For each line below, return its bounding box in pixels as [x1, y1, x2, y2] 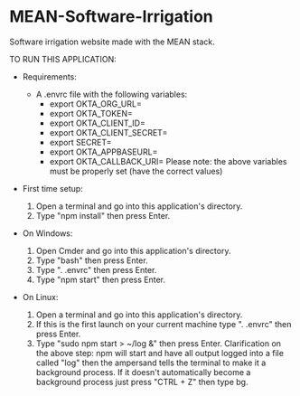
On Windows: [22, 228, 73, 239]
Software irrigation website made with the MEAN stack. [9, 36, 215, 47]
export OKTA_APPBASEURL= [49, 146, 158, 157]
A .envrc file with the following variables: [35, 89, 188, 99]
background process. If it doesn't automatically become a [35, 366, 251, 377]
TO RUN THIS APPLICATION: [9, 53, 117, 64]
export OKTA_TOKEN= [49, 108, 134, 118]
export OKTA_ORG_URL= [49, 98, 142, 109]
